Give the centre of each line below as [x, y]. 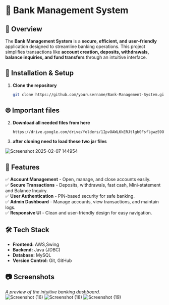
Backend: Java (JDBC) [36, 250]
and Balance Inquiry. [26, 191]
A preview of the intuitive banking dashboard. [53, 292]
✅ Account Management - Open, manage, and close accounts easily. [78, 180]
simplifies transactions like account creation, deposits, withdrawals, [77, 52]
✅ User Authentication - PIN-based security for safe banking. [70, 196]
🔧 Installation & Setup [40, 73]
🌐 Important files [32, 111]
